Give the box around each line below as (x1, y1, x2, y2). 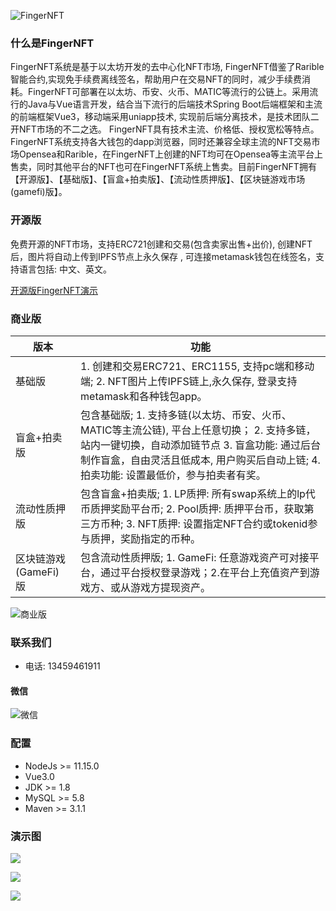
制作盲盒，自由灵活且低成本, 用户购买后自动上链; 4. (80, 453, 321, 467)
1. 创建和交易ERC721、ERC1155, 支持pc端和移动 (80, 359, 315, 373)
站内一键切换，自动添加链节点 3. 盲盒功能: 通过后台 (80, 438, 321, 452)
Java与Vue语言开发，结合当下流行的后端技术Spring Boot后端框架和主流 (27, 98, 323, 110)
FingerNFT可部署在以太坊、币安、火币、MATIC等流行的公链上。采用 (27, 86, 310, 98)
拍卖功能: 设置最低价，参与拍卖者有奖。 (80, 468, 267, 482)
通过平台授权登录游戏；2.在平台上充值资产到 (100, 565, 310, 579)
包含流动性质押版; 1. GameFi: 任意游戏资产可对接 (80, 550, 310, 564)
